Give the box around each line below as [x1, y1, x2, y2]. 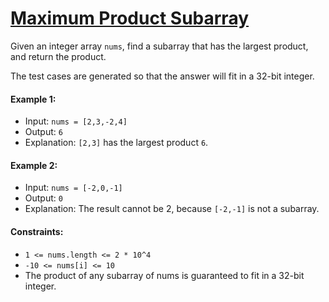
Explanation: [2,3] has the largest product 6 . [24, 137, 209, 149]
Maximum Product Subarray [10, 7, 250, 30]
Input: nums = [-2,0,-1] [24, 182, 123, 194]
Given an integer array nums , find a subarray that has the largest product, [10, 40, 309, 52]
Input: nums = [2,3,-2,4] [24, 115, 128, 127]
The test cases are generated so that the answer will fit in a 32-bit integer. [10, 70, 315, 82]
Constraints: [10, 225, 64, 237]
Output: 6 [24, 126, 63, 138]
